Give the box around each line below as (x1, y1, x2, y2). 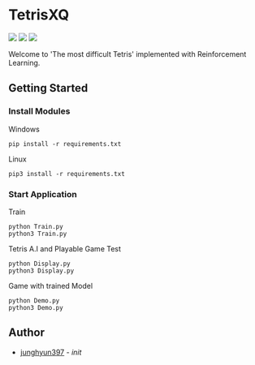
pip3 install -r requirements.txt (8, 170, 126, 178)
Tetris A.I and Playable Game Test (8, 243, 122, 253)
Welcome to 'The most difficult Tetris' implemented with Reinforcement (8, 49, 247, 58)
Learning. (8, 58, 41, 67)
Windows (8, 124, 41, 134)
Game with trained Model (8, 281, 93, 290)
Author (8, 326, 45, 340)
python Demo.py (8, 296, 60, 305)
